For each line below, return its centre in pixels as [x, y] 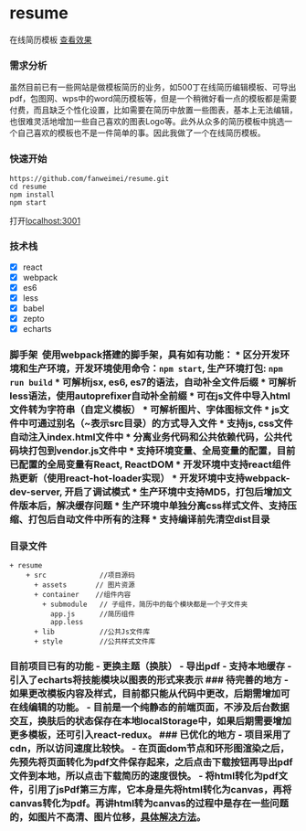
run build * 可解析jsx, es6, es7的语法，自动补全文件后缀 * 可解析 [153, 382]
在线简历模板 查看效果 [51, 39]
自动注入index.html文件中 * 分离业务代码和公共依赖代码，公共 [146, 437]
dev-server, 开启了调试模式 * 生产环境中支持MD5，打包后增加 [146, 492]
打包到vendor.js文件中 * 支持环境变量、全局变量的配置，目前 [162, 451]
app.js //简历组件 [92, 614]
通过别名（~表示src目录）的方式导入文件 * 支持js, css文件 [166, 423]
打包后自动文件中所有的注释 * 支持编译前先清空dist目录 [149, 519]
